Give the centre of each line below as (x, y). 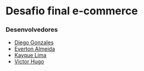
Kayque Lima (30, 55)
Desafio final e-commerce (72, 11)
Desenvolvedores (32, 30)
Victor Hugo (29, 61)
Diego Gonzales (34, 42)
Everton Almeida (34, 49)
